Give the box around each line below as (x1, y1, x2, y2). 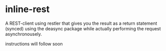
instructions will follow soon (5, 40, 63, 46)
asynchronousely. (5, 31, 42, 37)
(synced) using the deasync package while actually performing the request (5, 25, 161, 31)
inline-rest (5, 4, 50, 15)
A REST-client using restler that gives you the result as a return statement (5, 20, 157, 26)
